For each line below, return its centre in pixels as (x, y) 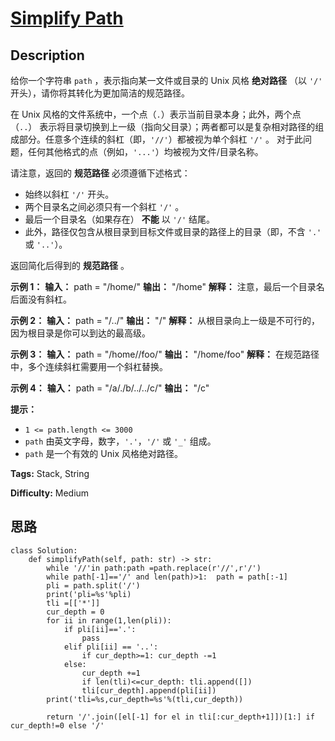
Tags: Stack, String (50, 473)
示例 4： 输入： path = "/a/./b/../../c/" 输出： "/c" (110, 388)
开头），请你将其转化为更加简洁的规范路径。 (100, 93)
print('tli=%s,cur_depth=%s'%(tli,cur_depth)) (145, 699)
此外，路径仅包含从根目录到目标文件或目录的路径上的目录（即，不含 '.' (173, 231)
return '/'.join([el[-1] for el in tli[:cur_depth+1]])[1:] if (180, 717)
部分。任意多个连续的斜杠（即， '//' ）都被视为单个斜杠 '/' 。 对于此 (160, 139)
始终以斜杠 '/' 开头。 (69, 194)
